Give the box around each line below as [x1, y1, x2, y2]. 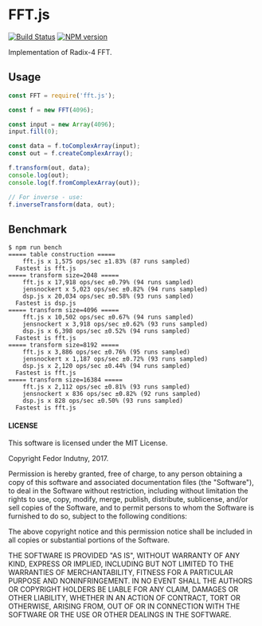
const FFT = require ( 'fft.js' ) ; [8, 92, 115, 100]
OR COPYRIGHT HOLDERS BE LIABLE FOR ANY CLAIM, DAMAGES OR [8, 585, 239, 594]
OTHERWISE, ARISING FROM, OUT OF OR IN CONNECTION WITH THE [8, 601, 240, 611]
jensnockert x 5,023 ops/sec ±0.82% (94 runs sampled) [22, 285, 209, 294]
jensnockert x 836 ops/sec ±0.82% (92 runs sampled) [22, 390, 201, 398]
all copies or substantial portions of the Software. [8, 535, 170, 545]
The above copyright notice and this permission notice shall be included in [8, 527, 252, 537]
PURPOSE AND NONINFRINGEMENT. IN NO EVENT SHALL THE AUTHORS [8, 576, 253, 586]
